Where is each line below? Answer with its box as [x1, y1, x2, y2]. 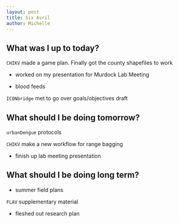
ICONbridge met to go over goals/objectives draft [6, 95, 128, 102]
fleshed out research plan [15, 210, 80, 217]
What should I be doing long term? [6, 170, 139, 180]
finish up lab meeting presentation [15, 152, 102, 159]
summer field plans [15, 186, 64, 193]
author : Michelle [6, 20, 51, 26]
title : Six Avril [6, 15, 51, 21]
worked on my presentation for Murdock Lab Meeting [15, 71, 150, 78]
